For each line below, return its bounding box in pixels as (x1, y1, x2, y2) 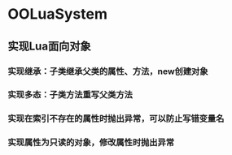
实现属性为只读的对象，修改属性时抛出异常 (7, 137, 175, 149)
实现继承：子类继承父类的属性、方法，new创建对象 (7, 66, 208, 77)
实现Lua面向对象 (7, 39, 91, 53)
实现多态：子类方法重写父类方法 (7, 89, 134, 101)
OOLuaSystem (7, 5, 107, 24)
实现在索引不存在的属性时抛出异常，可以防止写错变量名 (7, 113, 225, 124)
